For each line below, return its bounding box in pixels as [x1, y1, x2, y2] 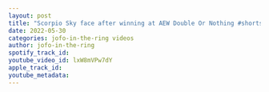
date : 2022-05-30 [8, 26, 66, 34]
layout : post [8, 11, 52, 20]
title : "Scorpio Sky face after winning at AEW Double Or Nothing [8, 19, 235, 27]
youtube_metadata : [8, 71, 70, 79]
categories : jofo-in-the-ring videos [8, 34, 134, 42]
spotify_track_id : [8, 49, 70, 57]
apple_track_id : [8, 64, 62, 72]
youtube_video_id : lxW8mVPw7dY [8, 57, 113, 65]
